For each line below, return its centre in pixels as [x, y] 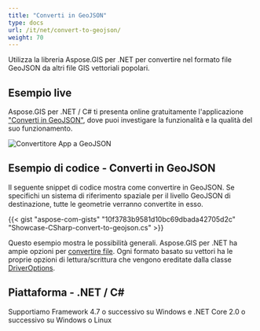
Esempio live [40, 92]
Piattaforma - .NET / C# [66, 293]
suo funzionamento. [40, 129]
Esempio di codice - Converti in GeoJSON [112, 169]
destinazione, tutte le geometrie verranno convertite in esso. [106, 204]
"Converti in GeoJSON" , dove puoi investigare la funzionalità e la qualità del [130, 120]
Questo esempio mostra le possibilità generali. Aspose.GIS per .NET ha [123, 243]
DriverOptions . [32, 267]
